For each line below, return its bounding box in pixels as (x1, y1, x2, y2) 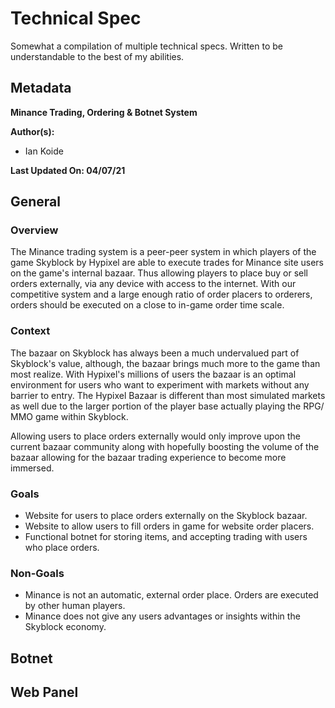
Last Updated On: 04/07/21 (10, 164, 126, 176)
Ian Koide (24, 145, 64, 157)
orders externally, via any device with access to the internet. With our (10, 278, 297, 290)
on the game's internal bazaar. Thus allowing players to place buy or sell (10, 267, 308, 279)
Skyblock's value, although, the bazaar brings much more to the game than (10, 357, 321, 369)
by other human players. (24, 600, 126, 612)
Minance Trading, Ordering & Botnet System (10, 106, 198, 118)
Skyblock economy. (24, 621, 107, 633)
